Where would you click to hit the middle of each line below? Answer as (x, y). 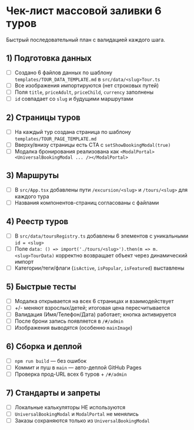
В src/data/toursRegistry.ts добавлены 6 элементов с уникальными (101, 236)
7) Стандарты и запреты (53, 393)
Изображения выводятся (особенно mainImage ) (73, 328)
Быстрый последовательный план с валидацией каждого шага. (86, 40)
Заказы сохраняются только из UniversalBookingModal (82, 421)
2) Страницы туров (43, 118)
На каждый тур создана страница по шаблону (73, 132)
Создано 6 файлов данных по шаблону (63, 73)
